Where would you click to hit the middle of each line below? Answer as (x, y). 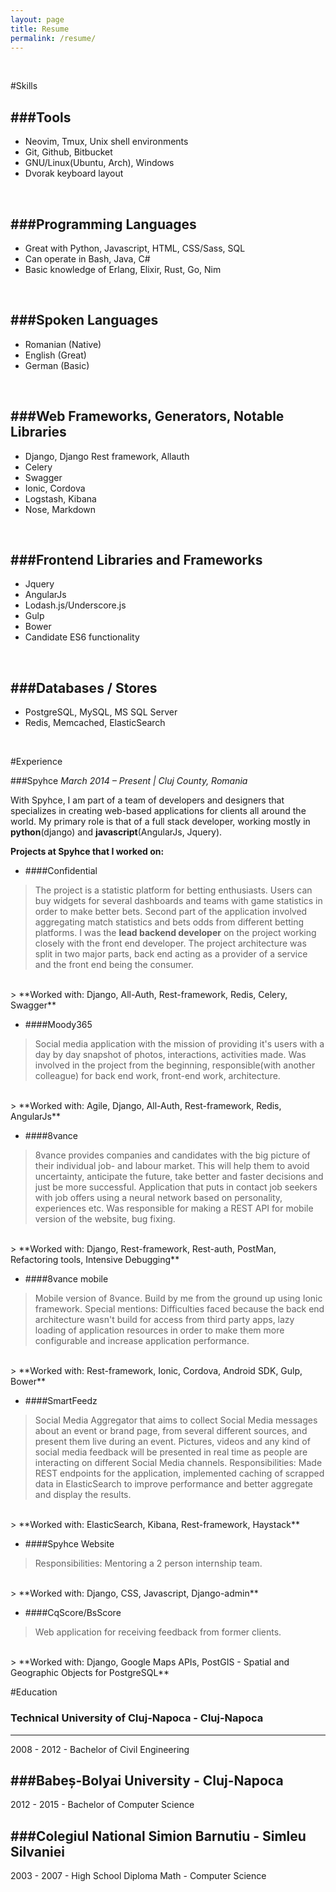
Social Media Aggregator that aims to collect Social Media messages (176, 1420)
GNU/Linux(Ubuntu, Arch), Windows (99, 163)
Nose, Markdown (60, 509)
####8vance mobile (66, 1279)
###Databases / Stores (84, 687)
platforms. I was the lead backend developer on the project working (175, 933)
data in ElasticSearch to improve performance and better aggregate (173, 1484)
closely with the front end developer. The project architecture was (170, 943)
